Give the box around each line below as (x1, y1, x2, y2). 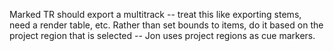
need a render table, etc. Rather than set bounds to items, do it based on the (9, 19, 324, 31)
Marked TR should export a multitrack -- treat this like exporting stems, (9, 9, 302, 20)
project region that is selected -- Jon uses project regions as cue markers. (9, 30, 316, 41)
